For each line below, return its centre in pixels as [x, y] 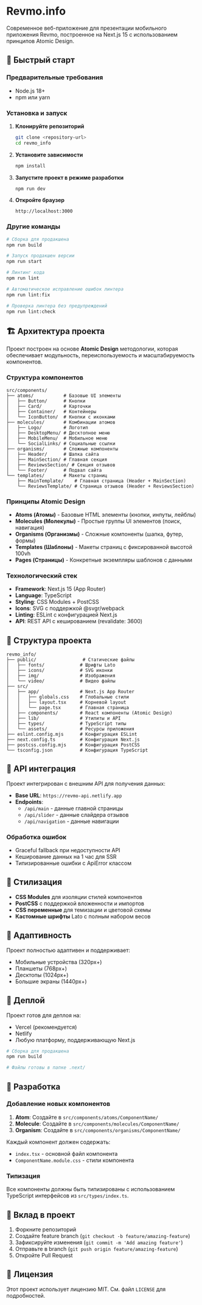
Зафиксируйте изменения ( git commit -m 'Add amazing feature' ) [99, 1242]
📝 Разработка [33, 1087]
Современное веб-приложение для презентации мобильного [87, 28]
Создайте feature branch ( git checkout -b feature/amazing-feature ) [103, 1236]
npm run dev [30, 189]
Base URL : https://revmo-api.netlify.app [68, 795]
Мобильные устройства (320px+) [58, 962]
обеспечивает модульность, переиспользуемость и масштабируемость [100, 355]
